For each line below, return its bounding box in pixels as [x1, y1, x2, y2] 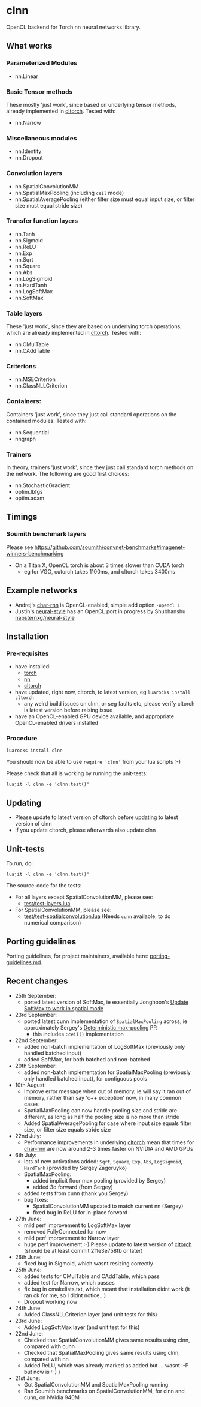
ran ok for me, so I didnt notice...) [23, 1291, 106, 1299]
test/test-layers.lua [23, 900, 71, 907]
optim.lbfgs [14, 488, 43, 495]
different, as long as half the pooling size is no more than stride [23, 1113, 179, 1120]
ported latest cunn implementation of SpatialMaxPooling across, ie [23, 1018, 188, 1025]
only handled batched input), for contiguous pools [23, 1075, 148, 1082]
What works [6, 41, 53, 51]
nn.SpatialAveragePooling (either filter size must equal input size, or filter [14, 196, 195, 203]
